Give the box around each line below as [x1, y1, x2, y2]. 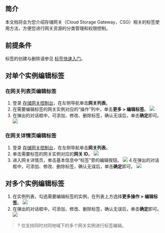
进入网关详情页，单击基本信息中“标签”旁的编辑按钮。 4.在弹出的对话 [12, 157, 159, 163]
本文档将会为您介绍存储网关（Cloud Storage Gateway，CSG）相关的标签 [5, 19, 155, 25]
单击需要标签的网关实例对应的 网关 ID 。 [12, 150, 93, 156]
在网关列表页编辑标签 [5, 87, 56, 94]
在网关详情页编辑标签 [5, 132, 56, 139]
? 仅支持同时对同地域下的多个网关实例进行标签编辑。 [17, 222, 126, 228]
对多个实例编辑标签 [5, 179, 64, 187]
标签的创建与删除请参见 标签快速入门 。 [5, 55, 85, 61]
